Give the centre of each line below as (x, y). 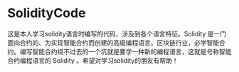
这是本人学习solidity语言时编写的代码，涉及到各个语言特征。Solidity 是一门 (117, 34)
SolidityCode (47, 13)
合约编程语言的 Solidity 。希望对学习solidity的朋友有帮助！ (93, 60)
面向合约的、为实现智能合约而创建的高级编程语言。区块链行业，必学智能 (113, 42)
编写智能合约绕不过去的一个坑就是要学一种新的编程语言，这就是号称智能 (126, 51)
